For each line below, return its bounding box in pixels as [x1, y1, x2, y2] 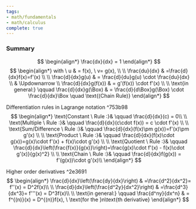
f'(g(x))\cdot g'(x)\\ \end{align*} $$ [56, 157, 142, 164]
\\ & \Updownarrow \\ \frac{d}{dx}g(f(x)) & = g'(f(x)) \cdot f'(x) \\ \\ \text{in [9, 79, 189, 87]
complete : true [6, 25, 44, 31]
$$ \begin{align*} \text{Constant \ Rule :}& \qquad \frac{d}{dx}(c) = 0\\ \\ [11, 112, 187, 120]
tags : [6, 8, 19, 15]
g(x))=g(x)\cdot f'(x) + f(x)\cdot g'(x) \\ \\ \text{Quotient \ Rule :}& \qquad [10, 138, 188, 145]
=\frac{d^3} [160, 183, 188, 190]
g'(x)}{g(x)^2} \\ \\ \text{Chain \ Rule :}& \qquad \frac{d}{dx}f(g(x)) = [16, 150, 182, 157]
